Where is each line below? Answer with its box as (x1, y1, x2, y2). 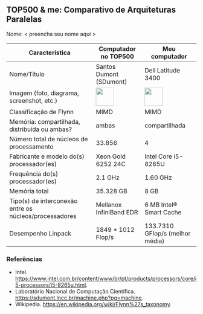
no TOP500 (100, 52, 134, 60)
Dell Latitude (144, 66, 181, 74)
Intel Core (144, 152, 172, 161)
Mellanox (95, 200, 122, 209)
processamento (9, 142, 54, 150)
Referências (6, 255, 43, 263)
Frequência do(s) (9, 169, 59, 178)
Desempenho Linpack (9, 229, 71, 237)
